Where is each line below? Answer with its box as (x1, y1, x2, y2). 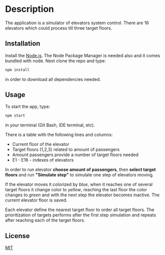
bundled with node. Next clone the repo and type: (5, 58, 106, 64)
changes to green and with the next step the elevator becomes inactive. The (5, 192, 160, 198)
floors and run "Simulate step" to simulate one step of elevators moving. (5, 172, 154, 178)
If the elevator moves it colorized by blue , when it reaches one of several (5, 181, 153, 187)
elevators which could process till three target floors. (5, 25, 112, 31)
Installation (5, 40, 40, 48)
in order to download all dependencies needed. (5, 76, 101, 82)
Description (5, 3, 54, 15)
